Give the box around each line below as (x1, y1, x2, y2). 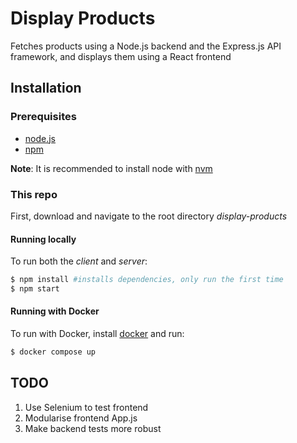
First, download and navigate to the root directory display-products (10, 210, 288, 222)
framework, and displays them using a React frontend (10, 50, 232, 62)
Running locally (10, 233, 77, 245)
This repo (10, 187, 58, 201)
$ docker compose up (10, 347, 97, 357)
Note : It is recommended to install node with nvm (10, 162, 213, 174)
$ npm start (10, 284, 60, 294)
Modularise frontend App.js (24, 412, 138, 424)
